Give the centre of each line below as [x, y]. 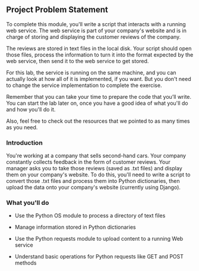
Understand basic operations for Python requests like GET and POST [99, 257]
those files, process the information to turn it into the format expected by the [100, 54]
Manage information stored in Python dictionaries [75, 227]
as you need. [22, 127]
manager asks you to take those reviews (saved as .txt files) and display [94, 169]
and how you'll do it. [31, 109]
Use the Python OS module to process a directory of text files [90, 216]
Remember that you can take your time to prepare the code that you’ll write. [99, 96]
